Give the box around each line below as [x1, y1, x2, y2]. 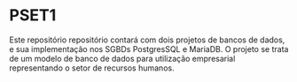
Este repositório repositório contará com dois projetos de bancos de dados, [9, 34, 285, 45]
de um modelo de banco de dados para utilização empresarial [9, 53, 236, 63]
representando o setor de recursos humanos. [9, 63, 175, 73]
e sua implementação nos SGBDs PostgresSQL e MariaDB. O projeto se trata [9, 43, 289, 54]
